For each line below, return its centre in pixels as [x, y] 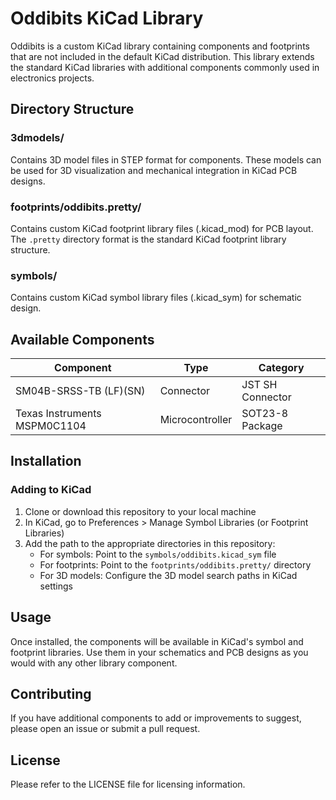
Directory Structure [72, 109]
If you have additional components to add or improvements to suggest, [156, 718]
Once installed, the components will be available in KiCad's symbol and [157, 641]
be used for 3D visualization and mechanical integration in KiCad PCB [154, 170]
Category [281, 368]
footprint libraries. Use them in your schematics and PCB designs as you [159, 652]
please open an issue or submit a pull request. [105, 729]
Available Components [82, 339]
